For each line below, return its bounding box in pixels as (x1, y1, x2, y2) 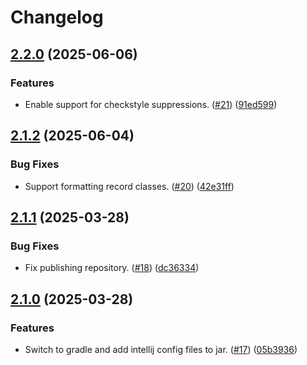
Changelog (10, 6, 104, 29)
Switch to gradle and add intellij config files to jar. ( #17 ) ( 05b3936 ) (24, 343, 298, 355)
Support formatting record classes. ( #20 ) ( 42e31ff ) (24, 180, 235, 192)
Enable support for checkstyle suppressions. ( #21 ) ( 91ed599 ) (24, 98, 278, 110)
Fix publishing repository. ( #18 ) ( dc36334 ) (24, 262, 200, 274)
